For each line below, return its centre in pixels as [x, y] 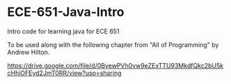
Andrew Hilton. [29, 52]
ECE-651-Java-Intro [66, 12]
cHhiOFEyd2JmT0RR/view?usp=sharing [64, 73]
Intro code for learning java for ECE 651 [63, 31]
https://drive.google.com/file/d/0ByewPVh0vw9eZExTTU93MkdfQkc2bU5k [115, 65]
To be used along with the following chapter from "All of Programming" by [113, 44]
